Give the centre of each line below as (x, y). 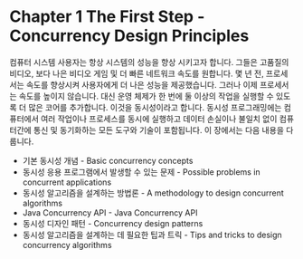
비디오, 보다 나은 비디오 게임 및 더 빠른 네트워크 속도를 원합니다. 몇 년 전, (137, 73)
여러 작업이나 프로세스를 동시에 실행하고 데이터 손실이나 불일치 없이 (159, 119)
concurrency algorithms (67, 245)
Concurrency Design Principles (129, 36)
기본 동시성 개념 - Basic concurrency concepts (108, 160)
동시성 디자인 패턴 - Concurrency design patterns (113, 223)
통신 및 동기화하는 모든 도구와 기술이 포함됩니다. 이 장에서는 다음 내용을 (159, 129)
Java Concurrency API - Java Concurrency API (110, 212)
